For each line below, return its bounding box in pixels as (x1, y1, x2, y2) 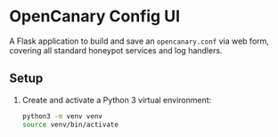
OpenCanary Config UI (9, 6, 181, 27)
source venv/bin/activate (21, 120, 119, 129)
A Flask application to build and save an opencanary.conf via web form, (9, 36, 270, 46)
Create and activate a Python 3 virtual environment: (21, 94, 212, 105)
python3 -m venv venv (21, 111, 103, 121)
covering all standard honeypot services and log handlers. (9, 44, 223, 55)
